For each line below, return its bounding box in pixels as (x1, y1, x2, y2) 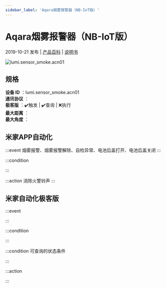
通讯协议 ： (5, 96, 29, 102)
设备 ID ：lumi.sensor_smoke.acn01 (5, 90, 80, 96)
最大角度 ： (5, 117, 29, 123)
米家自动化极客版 (5, 194, 59, 203)
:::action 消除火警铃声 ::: (5, 178, 56, 184)
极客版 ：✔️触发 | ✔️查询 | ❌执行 (5, 102, 71, 108)
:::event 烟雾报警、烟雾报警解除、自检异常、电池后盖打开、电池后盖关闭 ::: (5, 147, 161, 153)
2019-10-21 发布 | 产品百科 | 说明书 (5, 49, 78, 55)
